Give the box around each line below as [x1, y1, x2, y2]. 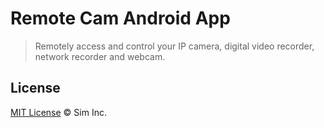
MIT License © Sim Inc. [10, 106, 107, 118]
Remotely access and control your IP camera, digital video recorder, [34, 40, 315, 52]
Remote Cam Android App [10, 7, 231, 30]
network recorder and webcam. [34, 50, 166, 62]
